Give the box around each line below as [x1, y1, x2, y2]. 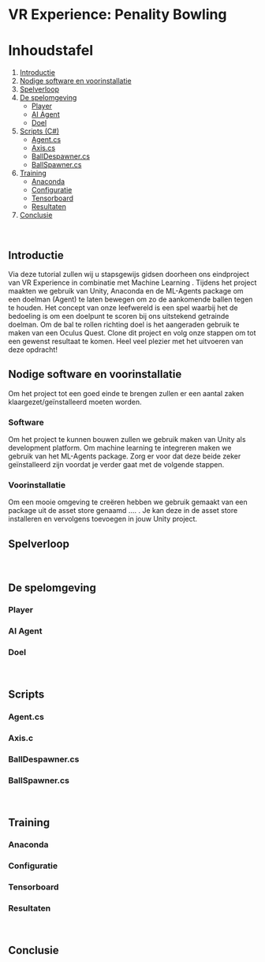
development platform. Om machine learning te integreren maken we [8, 444, 232, 453]
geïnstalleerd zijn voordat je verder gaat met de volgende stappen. [8, 460, 225, 470]
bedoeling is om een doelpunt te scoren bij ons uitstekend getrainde [8, 311, 230, 320]
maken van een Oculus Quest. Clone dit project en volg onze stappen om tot [8, 328, 256, 337]
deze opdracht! [8, 345, 58, 354]
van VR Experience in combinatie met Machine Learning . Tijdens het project [8, 278, 257, 287]
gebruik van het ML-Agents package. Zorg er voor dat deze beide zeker [8, 451, 241, 461]
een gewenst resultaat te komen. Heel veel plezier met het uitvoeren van [8, 336, 244, 346]
